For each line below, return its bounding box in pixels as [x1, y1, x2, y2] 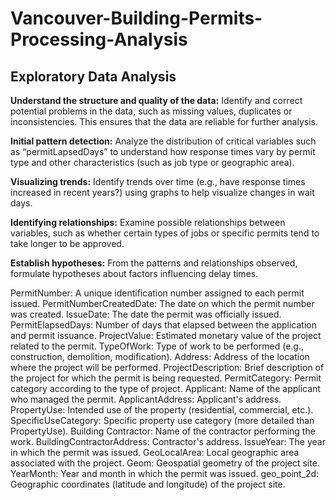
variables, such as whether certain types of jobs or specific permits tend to [10, 227, 320, 239]
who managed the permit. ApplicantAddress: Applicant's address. [10, 393, 282, 405]
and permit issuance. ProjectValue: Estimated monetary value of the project [10, 330, 322, 341]
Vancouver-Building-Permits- [10, 7, 263, 30]
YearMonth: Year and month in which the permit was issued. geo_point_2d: [10, 468, 320, 479]
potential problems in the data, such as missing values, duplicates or [10, 105, 293, 117]
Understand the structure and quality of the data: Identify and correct [10, 95, 303, 106]
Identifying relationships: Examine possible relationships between [10, 217, 286, 228]
